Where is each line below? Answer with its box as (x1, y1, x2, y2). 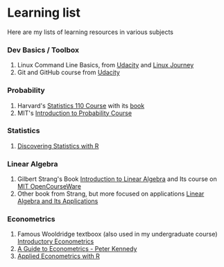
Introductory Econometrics (17, 237, 94, 246)
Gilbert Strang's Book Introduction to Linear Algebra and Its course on (17, 175, 217, 183)
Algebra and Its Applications (17, 197, 98, 205)
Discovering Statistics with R (17, 141, 99, 150)
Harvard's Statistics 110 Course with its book (17, 101, 145, 110)
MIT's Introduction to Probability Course (17, 109, 132, 117)
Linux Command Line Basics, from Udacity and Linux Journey (17, 61, 194, 69)
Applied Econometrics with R (17, 252, 101, 261)
